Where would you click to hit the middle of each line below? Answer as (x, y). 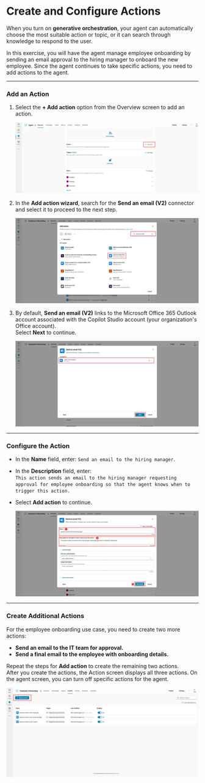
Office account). (36, 326)
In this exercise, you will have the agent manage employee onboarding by (99, 53)
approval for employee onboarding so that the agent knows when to (103, 485)
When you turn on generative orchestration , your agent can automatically (100, 28)
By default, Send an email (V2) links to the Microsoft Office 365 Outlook (106, 313)
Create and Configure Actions (84, 11)
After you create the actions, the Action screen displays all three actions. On (102, 672)
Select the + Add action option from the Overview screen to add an (100, 107)
